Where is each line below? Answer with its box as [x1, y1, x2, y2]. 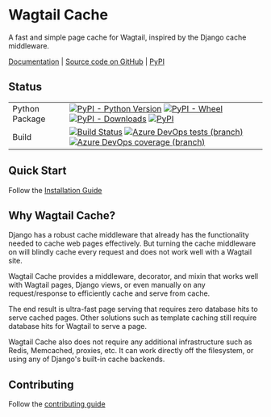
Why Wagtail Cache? [8, 208, 115, 222]
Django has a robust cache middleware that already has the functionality [8, 230, 250, 240]
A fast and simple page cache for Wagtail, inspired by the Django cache [8, 32, 247, 42]
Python [12, 103, 40, 114]
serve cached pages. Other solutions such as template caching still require [8, 313, 257, 322]
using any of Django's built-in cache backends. [8, 354, 165, 364]
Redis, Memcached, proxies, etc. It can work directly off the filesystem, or [8, 346, 254, 356]
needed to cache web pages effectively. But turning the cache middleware [8, 238, 256, 248]
